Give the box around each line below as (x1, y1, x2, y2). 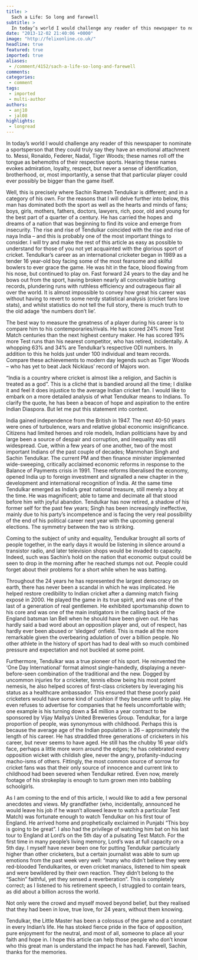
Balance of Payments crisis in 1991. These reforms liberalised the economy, (6, 467, 189, 474)
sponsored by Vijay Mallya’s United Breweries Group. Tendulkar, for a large (6, 714, 188, 721)
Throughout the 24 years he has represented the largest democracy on (6, 578, 179, 584)
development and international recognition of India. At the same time (6, 479, 173, 486)
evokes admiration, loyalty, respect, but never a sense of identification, (6, 165, 179, 171)
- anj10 (8, 107, 28, 113)
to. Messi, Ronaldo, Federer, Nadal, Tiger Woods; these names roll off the (6, 153, 184, 159)
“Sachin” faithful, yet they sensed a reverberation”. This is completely (6, 876, 174, 882)
